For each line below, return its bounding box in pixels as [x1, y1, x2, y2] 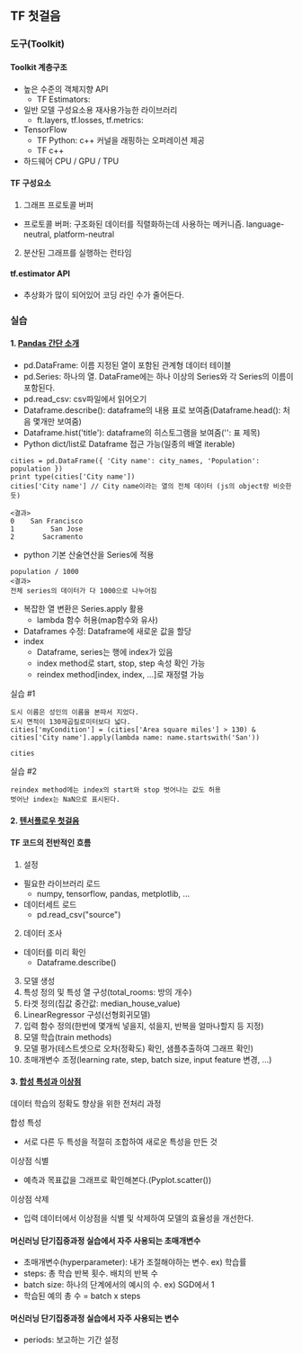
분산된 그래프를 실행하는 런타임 [22, 247, 132, 258]
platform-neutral [53, 229, 115, 239]
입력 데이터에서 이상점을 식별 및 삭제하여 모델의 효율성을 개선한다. [22, 1213, 254, 1224]
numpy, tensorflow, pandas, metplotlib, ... [36, 888, 191, 899]
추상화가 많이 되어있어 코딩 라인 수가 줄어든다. [22, 289, 185, 300]
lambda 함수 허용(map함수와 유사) [36, 614, 158, 625]
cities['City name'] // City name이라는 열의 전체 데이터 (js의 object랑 [10, 482, 270, 491]
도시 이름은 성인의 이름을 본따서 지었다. [10, 708, 139, 717]
